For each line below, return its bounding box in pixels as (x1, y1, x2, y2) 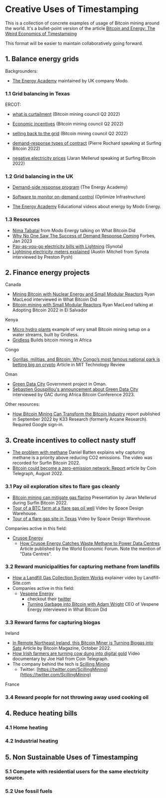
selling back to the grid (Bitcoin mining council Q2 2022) (12, 131, 128, 137)
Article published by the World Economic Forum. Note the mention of (19, 545, 161, 551)
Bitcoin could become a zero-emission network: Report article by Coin (12, 465, 157, 471)
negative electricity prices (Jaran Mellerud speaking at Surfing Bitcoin (12, 155, 156, 161)
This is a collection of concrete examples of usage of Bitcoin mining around (5, 20, 160, 26)
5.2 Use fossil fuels (5, 788, 53, 795)
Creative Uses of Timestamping (5, 3, 139, 15)
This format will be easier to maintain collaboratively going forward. (5, 40, 143, 46)
